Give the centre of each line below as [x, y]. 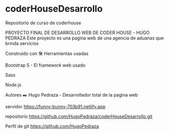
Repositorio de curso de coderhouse [43, 23]
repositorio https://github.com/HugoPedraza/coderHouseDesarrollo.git [79, 116]
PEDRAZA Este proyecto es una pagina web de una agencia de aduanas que [84, 38]
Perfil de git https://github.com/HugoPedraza [52, 126]
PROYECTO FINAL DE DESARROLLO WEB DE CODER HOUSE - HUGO [77, 32]
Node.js [13, 84]
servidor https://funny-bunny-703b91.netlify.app [55, 106]
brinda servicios [22, 43]
